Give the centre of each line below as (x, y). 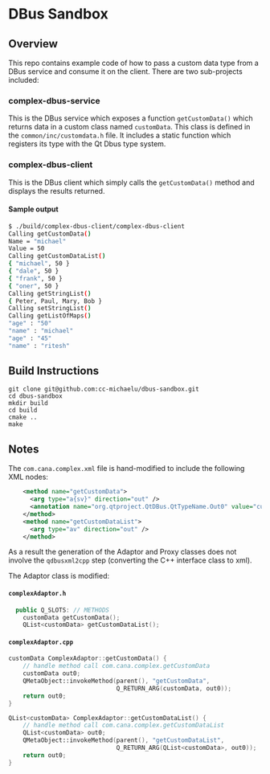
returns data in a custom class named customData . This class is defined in (129, 127)
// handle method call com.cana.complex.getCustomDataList (124, 725)
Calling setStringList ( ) (50, 309)
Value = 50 (27, 249)
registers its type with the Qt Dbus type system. (87, 144)
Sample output (33, 209)
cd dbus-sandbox (35, 396)
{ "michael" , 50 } (39, 264)
